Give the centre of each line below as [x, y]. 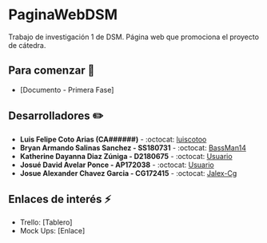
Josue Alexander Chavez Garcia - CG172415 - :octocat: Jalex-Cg [128, 173]
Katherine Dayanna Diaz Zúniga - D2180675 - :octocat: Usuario [126, 156]
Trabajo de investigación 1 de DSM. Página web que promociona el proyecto [134, 37]
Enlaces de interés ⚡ [60, 199]
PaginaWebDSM [63, 15]
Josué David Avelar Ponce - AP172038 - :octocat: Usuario [117, 165]
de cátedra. [27, 45]
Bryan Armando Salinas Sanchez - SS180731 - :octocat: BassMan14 [133, 147]
